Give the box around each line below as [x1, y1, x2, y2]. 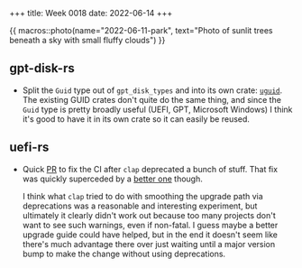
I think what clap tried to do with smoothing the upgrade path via [22, 190, 263, 201]
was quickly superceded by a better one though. [22, 173, 203, 184]
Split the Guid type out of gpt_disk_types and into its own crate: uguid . [22, 85, 283, 96]
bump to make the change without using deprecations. [22, 248, 226, 259]
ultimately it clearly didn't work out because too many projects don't [22, 209, 277, 220]
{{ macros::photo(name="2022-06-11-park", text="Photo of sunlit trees [9, 25, 273, 35]
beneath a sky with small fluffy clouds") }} [9, 35, 166, 45]
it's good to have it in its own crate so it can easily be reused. [22, 113, 251, 125]
